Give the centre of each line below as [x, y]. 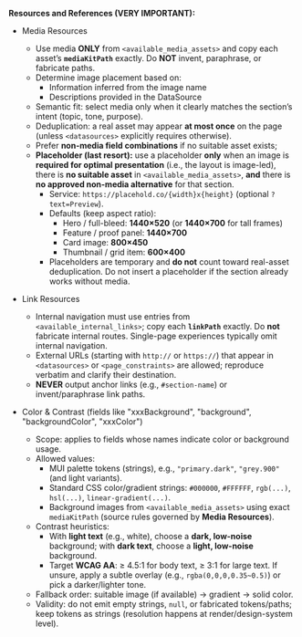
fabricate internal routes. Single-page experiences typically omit [156, 336]
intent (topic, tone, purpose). [89, 116]
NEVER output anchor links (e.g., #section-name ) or [131, 384]
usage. [48, 449]
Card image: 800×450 [105, 242]
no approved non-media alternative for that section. [135, 184]
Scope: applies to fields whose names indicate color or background [162, 439]
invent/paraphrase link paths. [90, 394]
